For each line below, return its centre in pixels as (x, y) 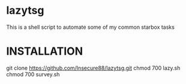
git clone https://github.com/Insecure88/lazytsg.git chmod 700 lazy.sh (93, 68)
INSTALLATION (44, 51)
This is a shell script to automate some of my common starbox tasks (91, 27)
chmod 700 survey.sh (33, 74)
